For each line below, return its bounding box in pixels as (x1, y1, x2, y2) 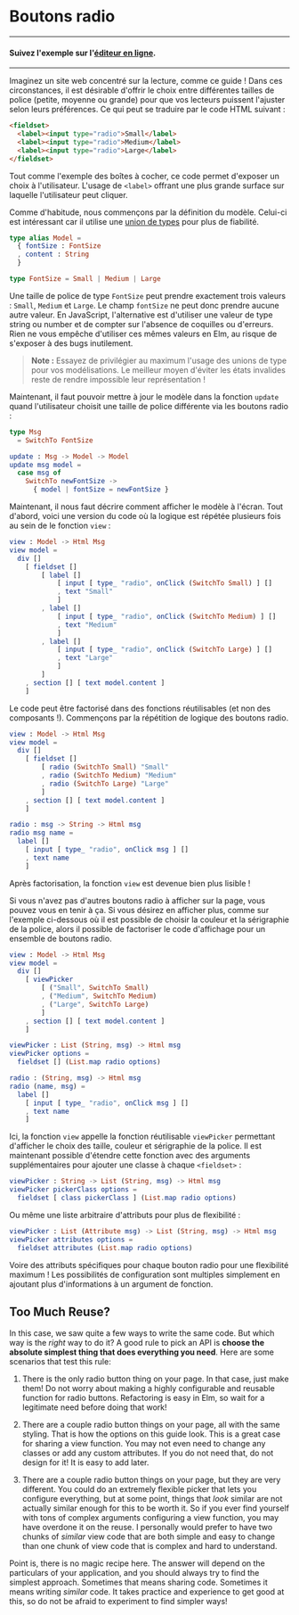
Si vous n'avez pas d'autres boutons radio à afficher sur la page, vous (9, 894, 265, 906)
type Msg (9, 427, 42, 436)
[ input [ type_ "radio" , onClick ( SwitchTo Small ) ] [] (56, 579, 273, 588)
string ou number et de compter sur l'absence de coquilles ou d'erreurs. (9, 318, 274, 329)
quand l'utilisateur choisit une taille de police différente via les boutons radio (9, 400, 289, 411)
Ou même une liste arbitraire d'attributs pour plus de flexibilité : (9, 1209, 241, 1220)
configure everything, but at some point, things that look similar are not (21, 1494, 283, 1504)
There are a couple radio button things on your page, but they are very (21, 1474, 281, 1486)
